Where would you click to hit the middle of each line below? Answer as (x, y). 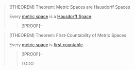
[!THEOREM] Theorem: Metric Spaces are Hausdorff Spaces (70, 7)
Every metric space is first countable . (47, 45)
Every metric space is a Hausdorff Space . (51, 16)
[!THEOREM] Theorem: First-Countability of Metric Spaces (68, 35)
